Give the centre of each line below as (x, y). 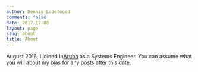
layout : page (22, 28)
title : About (22, 39)
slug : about (21, 34)
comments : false (26, 17)
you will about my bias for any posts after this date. (69, 62)
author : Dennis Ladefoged (38, 12)
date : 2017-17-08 (28, 23)
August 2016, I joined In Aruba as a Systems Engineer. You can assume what (99, 56)
